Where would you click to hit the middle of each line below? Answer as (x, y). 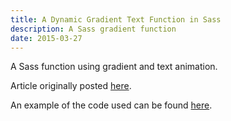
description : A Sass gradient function (93, 29)
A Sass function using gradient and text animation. (114, 67)
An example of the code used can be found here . (111, 105)
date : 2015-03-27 (46, 38)
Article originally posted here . (71, 86)
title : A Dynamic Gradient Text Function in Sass (116, 19)
